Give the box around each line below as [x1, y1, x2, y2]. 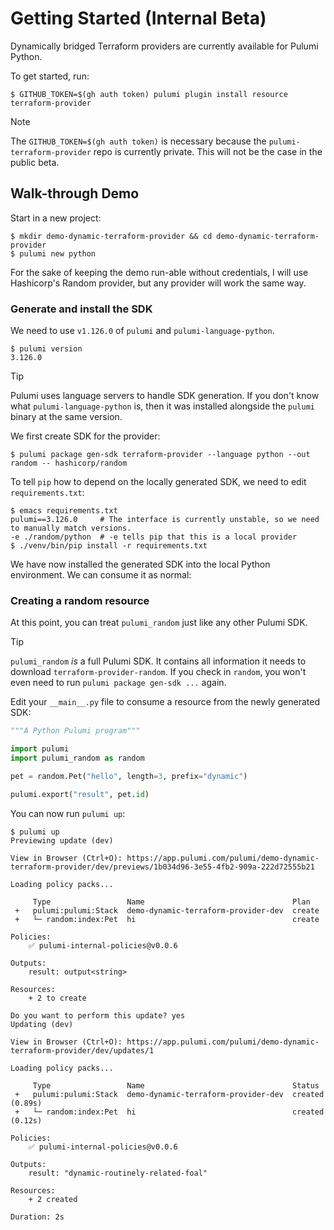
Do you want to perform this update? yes [10, 1010, 186, 1021]
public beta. [10, 156, 60, 168]
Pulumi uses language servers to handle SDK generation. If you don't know [10, 390, 320, 402]
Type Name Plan [32, 897, 311, 907]
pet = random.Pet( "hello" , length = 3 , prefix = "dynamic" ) [10, 771, 248, 781]
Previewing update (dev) [10, 835, 114, 846]
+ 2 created [28, 1194, 78, 1204]
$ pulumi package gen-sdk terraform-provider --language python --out [10, 450, 311, 460]
